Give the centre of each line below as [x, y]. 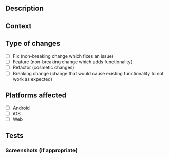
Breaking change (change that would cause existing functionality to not [88, 73]
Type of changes [33, 43]
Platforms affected [36, 95]
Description [24, 8]
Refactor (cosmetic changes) [43, 67]
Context [18, 26]
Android [21, 108]
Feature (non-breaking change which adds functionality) [72, 62]
